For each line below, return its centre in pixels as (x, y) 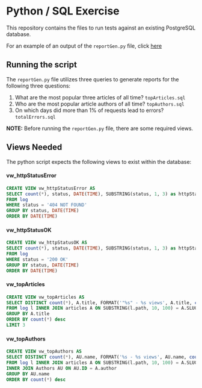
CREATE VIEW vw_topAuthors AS (44, 352)
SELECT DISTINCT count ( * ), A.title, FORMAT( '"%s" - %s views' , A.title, (99, 302)
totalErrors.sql (35, 117)
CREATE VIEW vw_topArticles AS (45, 297)
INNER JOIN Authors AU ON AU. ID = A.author (62, 368)
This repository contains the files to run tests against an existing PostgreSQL (101, 28)
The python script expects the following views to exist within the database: (99, 161)
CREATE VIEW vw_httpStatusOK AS (47, 243)
